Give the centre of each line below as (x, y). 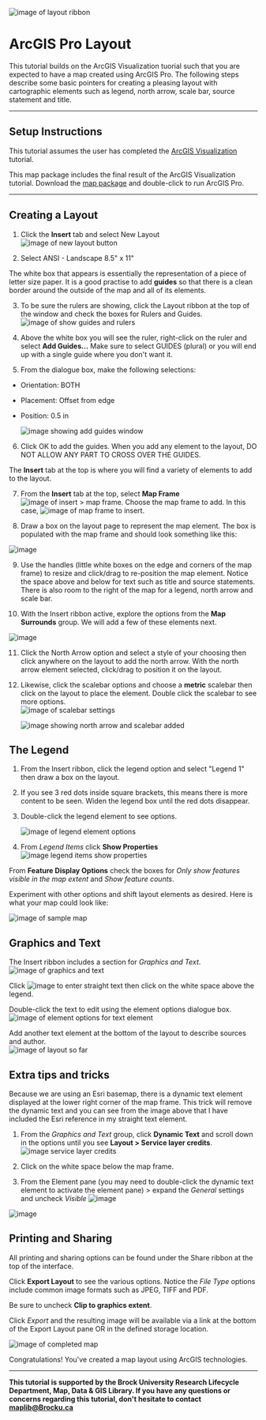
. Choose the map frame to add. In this (184, 502)
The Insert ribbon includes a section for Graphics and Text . (105, 962)
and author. (28, 1041)
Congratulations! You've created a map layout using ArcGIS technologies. (128, 1359)
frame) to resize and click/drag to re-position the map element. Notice (134, 573)
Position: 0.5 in (45, 416)
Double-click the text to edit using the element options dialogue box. (120, 1009)
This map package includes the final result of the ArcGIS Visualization (122, 175)
